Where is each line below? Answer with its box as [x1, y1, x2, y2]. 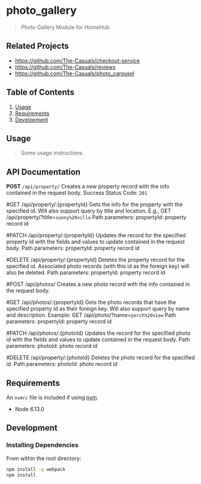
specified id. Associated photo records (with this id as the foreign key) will [6, 262, 190, 270]
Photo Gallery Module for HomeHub [20, 23, 110, 31]
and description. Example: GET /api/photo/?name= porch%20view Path [6, 311, 176, 319]
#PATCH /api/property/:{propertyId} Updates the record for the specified [6, 232, 186, 239]
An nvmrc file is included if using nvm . [6, 394, 99, 401]
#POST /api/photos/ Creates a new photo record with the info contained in [6, 281, 190, 288]
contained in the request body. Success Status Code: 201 [6, 189, 148, 196]
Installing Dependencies [6, 441, 79, 449]
